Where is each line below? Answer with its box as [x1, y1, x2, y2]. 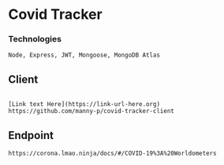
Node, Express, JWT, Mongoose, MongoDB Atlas [8, 51, 160, 60]
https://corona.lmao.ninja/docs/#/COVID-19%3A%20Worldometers [8, 149, 217, 158]
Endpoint [8, 128, 54, 142]
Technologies [8, 34, 62, 45]
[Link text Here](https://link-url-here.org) [8, 101, 160, 108]
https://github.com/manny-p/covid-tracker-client [8, 108, 175, 115]
